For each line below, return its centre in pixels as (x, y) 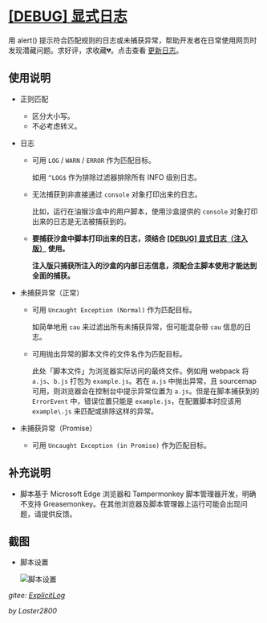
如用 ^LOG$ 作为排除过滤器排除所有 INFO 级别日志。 (117, 177)
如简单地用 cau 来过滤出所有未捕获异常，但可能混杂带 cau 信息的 (138, 327)
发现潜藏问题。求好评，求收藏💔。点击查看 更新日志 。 (96, 50)
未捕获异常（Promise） (58, 428)
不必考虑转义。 (57, 126)
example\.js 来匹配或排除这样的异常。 (95, 411)
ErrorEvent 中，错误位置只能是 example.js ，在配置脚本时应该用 (137, 401)
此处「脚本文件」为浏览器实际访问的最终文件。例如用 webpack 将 (140, 371)
